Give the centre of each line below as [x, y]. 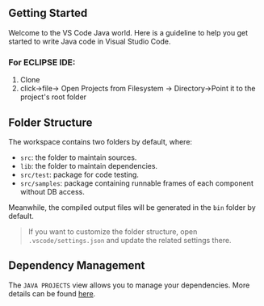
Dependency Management [77, 266]
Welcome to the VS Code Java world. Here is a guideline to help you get [128, 32]
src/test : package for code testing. [80, 174]
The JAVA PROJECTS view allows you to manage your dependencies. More [129, 285]
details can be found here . [52, 293]
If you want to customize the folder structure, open [113, 231]
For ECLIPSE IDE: [42, 62]
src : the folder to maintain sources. [78, 157]
